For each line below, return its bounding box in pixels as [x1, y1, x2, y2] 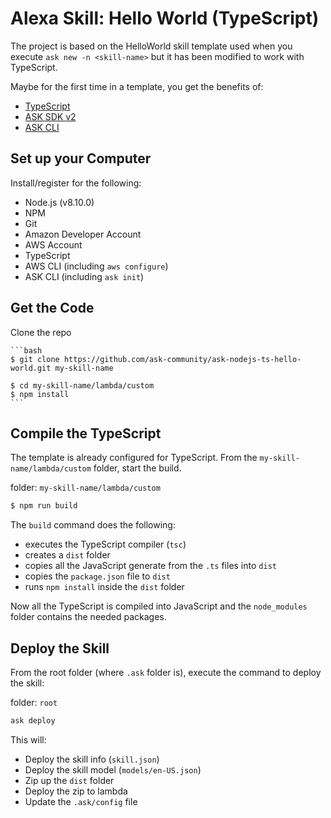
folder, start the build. [93, 462, 182, 474]
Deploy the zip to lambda [24, 785, 128, 797]
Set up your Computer [10, 150, 152, 167]
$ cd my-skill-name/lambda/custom [10, 380, 155, 391]
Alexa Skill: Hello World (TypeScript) [10, 7, 320, 30]
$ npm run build [10, 501, 78, 511]
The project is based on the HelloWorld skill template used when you [10, 40, 293, 52]
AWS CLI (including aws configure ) [24, 260, 169, 272]
